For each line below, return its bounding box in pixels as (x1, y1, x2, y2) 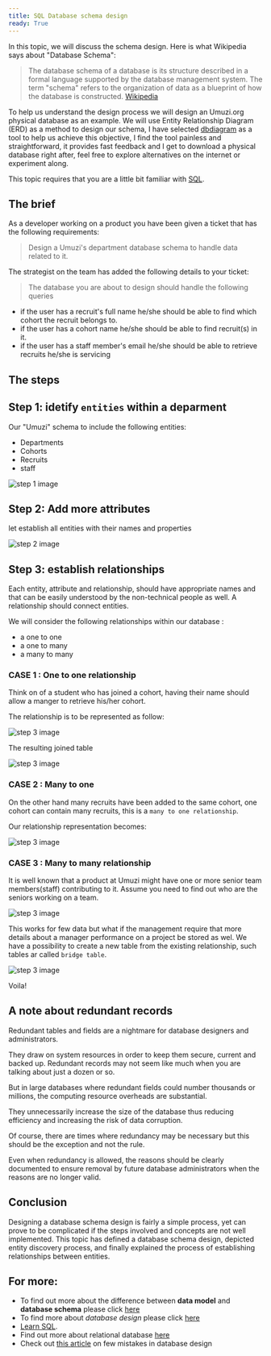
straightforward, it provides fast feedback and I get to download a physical (8, 141, 256, 151)
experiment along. (8, 158, 69, 168)
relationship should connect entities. (8, 601, 129, 611)
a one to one (19, 632, 62, 642)
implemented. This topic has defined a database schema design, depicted (8, 1234, 255, 1244)
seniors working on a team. (8, 892, 99, 903)
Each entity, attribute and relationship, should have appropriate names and (8, 584, 256, 593)
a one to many (19, 641, 69, 651)
